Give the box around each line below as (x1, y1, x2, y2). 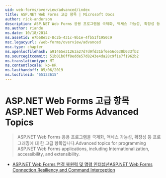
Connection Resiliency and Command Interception (12, 167, 115, 173)
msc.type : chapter (5, 44, 43, 49)
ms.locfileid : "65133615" (5, 72, 59, 77)
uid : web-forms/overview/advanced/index (5, 7, 90, 12)
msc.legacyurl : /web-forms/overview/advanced (5, 40, 101, 45)
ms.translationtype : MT (5, 58, 55, 63)
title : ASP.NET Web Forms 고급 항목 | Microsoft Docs (5, 12, 115, 17)
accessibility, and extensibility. (17, 151, 80, 157)
